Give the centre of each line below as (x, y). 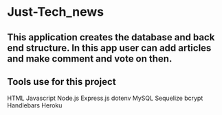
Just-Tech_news (56, 12)
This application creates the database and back (111, 37)
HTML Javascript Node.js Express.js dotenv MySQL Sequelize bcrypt (105, 98)
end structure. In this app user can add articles (109, 48)
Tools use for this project (62, 82)
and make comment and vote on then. (90, 59)
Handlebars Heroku (35, 105)
